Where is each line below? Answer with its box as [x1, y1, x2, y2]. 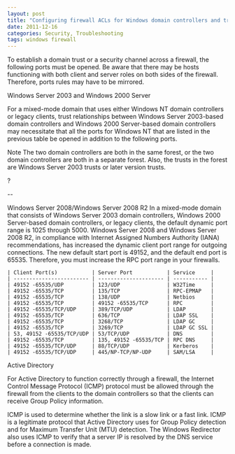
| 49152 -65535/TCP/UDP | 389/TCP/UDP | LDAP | [7, 306, 215, 313]
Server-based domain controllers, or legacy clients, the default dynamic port [7, 218, 228, 227]
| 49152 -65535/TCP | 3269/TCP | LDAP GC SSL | [7, 325, 215, 332]
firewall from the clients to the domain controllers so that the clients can [7, 390, 215, 398]
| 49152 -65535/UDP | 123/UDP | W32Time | [7, 281, 215, 289]
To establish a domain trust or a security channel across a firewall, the [7, 55, 210, 64]
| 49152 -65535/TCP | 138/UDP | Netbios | [7, 294, 215, 301]
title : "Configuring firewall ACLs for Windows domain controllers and [7, 17, 220, 24]
